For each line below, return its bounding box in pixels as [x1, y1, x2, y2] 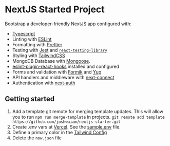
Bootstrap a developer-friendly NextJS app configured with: [5, 21, 132, 27]
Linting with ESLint [12, 36, 52, 42]
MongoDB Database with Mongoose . [12, 58, 90, 64]
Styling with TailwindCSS [12, 52, 65, 59]
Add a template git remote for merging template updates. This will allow [12, 108, 164, 114]
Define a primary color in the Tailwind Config [12, 129, 107, 135]
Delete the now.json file [12, 135, 62, 141]
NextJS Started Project [5, 4, 105, 15]
